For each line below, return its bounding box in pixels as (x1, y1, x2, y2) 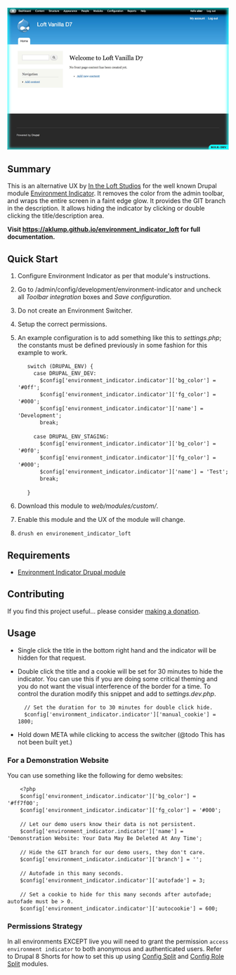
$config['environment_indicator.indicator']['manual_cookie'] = (24, 711, 216, 718)
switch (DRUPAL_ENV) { (27, 363, 93, 370)
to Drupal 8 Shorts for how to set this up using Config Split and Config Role (7, 953, 225, 961)
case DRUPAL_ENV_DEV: (33, 370, 97, 377)
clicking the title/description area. (7, 211, 104, 220)
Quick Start (7, 253, 58, 265)
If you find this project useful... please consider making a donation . (7, 607, 201, 615)
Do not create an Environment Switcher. (17, 306, 133, 315)
